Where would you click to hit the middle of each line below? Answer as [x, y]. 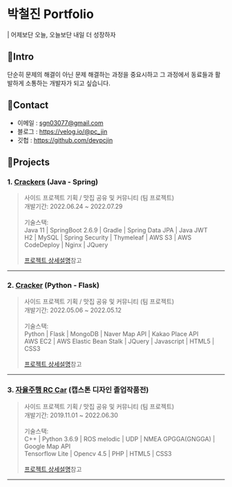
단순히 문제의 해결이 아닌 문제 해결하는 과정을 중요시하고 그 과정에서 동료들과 [110, 74]
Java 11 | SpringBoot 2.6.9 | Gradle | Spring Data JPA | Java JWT [116, 230]
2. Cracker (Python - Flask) [54, 286]
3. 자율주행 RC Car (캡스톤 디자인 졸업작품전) [78, 390]
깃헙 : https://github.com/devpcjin [65, 140]
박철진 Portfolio [51, 14]
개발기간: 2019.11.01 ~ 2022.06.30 [71, 415]
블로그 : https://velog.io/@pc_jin [62, 131]
